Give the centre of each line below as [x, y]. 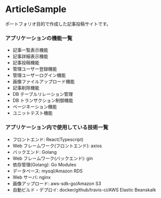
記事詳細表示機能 [30, 56]
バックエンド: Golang [35, 152]
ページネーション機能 [35, 107]
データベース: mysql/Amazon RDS [48, 171]
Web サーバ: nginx [32, 177]
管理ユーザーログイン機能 [39, 75]
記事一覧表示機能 [30, 50]
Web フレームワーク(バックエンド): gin [53, 158]
